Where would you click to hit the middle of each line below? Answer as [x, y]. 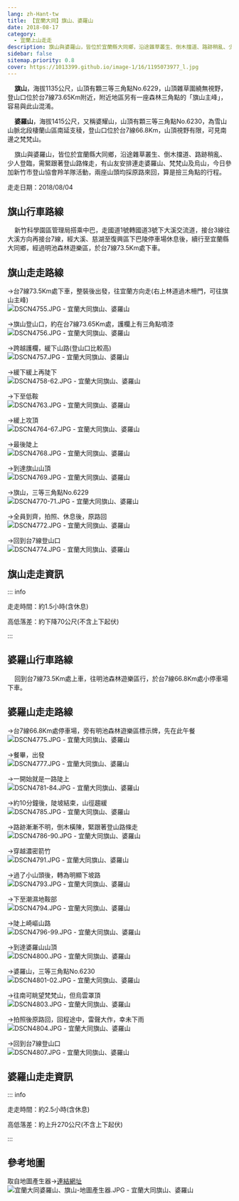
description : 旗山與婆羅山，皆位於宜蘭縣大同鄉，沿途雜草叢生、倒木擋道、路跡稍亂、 [118, 47]
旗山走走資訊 [36, 574]
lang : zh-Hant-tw [33, 14]
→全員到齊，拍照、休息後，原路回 [57, 517]
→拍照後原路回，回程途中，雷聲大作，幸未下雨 [76, 1019]
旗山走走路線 [36, 273]
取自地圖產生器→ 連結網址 [45, 1181]
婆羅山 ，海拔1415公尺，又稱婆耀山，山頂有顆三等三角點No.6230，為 [114, 121]
